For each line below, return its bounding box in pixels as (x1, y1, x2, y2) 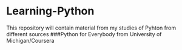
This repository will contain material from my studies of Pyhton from (6, 24, 177, 31)
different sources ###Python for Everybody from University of (6, 30, 162, 37)
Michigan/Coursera (6, 37, 55, 44)
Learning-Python (6, 4, 95, 18)
